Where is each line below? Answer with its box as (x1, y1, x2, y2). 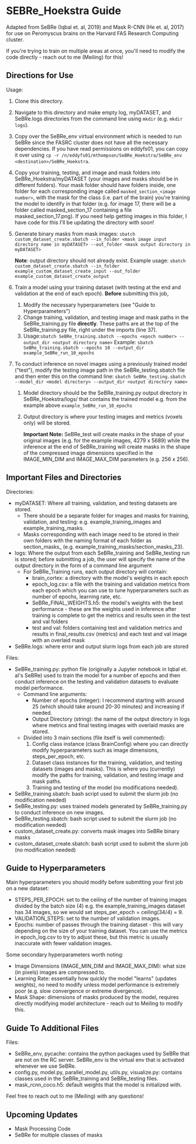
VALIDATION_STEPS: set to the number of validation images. (14, 915, 161, 922)
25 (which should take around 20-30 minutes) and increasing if (32, 702, 185, 710)
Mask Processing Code (14, 1125, 71, 1132)
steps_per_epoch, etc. (32, 752, 86, 760)
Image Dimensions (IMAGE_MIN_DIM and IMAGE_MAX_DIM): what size (14, 963, 186, 970)
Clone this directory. (14, 97, 64, 104)
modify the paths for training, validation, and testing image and (32, 771, 184, 778)
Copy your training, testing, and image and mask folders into (14, 169, 161, 176)
